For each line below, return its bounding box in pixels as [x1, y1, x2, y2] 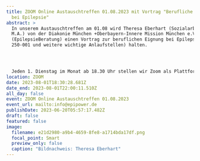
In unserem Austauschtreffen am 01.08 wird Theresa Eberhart [11, 25, 167, 32]
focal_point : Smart [11, 135, 60, 141]
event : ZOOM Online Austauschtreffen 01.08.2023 [6, 96, 129, 102]
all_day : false [6, 91, 44, 97]
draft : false [6, 113, 39, 119]
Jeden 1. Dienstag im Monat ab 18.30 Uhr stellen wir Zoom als [11, 69, 171, 75]
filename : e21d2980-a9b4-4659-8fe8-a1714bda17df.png [11, 129, 145, 135]
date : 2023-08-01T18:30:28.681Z [6, 79, 86, 85]
